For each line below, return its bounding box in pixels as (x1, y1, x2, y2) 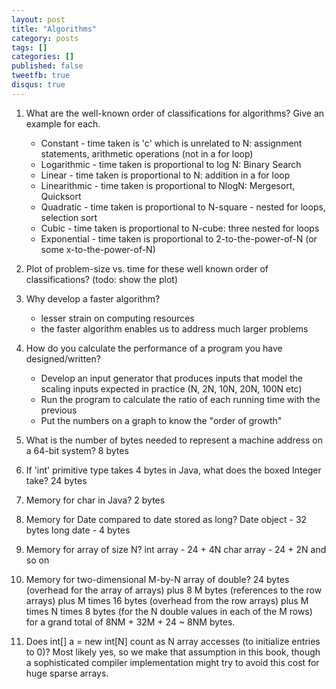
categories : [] (11, 52, 75, 62)
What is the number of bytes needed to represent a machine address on (25, 434, 323, 446)
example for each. (25, 117, 101, 130)
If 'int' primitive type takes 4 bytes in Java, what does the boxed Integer (25, 464, 322, 476)
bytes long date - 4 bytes (25, 524, 131, 536)
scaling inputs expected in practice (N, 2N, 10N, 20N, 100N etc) (40, 382, 303, 395)
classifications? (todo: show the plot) (25, 273, 178, 285)
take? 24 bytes (25, 474, 88, 486)
